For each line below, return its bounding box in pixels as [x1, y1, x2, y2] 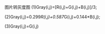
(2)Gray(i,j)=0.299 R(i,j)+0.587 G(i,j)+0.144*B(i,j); [4, 14, 101, 19]
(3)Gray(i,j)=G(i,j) [4, 23, 39, 29]
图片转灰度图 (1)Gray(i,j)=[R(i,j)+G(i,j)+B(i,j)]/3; [4, 4, 97, 10]
